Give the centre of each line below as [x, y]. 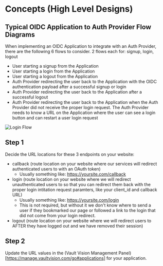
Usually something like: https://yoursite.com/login [69, 200]
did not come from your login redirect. [57, 215]
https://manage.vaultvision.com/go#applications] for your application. [77, 258]
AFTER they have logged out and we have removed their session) [78, 226]
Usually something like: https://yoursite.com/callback [72, 174]
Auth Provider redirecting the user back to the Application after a [77, 92]
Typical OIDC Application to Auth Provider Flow [78, 27]
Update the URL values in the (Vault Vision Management [61, 253]
